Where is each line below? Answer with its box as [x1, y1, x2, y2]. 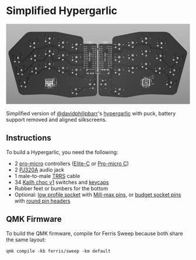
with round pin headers [14, 197, 71, 204]
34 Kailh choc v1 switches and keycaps [14, 179, 109, 186]
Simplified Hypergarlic [6, 4, 118, 18]
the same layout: [6, 236, 46, 243]
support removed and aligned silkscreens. [6, 116, 107, 123]
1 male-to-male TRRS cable [14, 172, 80, 179]
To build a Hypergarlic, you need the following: [6, 148, 118, 156]
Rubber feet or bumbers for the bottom [14, 184, 108, 191]
